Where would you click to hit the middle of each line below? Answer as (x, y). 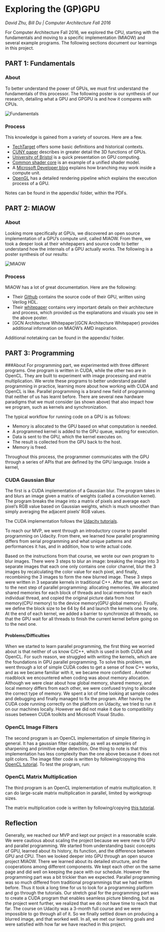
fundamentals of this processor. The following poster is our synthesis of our (82, 93)
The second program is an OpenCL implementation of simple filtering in (78, 738)
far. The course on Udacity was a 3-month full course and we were (73, 908)
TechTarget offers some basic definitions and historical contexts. (78, 146)
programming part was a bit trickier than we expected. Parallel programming (82, 877)
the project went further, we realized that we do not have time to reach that (81, 903)
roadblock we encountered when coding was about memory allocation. (77, 678)
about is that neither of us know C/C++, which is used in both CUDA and (79, 651)
